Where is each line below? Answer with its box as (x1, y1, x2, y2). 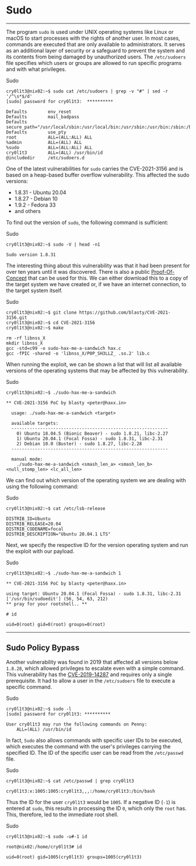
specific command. (6, 683, 52, 690)
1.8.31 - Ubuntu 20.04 (14, 188, 66, 196)
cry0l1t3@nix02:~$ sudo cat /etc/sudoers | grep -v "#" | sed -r (6, 88, 168, 94)
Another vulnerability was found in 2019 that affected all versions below (6, 658, 178, 665)
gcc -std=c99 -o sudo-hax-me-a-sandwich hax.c (6, 345, 121, 351)
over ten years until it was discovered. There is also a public (6, 268, 150, 275)
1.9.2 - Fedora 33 (14, 201, 56, 208)
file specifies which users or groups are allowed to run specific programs (6, 59, 182, 66)
